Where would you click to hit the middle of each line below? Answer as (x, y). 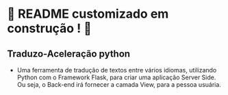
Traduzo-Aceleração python (69, 54)
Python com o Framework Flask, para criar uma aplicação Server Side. (116, 77)
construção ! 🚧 (50, 28)
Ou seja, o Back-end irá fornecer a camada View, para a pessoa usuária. (119, 84)
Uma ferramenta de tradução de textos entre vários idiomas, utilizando (117, 70)
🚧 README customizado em (88, 14)
